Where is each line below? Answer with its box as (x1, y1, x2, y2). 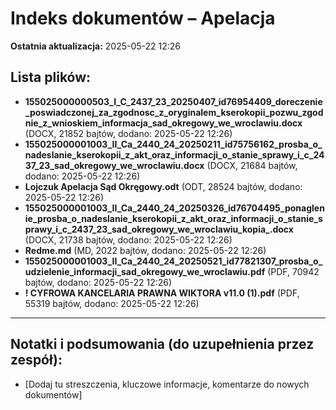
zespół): (10, 352, 63, 369)
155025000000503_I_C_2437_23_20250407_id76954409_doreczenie (24, 95, 323, 107)
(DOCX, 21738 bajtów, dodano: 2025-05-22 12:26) (24, 233, 233, 246)
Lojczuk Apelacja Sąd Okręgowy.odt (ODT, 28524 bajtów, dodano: (24, 180, 303, 192)
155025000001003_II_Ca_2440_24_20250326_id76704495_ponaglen (24, 202, 325, 214)
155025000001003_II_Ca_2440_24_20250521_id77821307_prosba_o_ (24, 255, 323, 267)
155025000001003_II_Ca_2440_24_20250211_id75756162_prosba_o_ (24, 138, 323, 150)
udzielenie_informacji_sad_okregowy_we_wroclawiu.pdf (24, 265, 266, 277)
